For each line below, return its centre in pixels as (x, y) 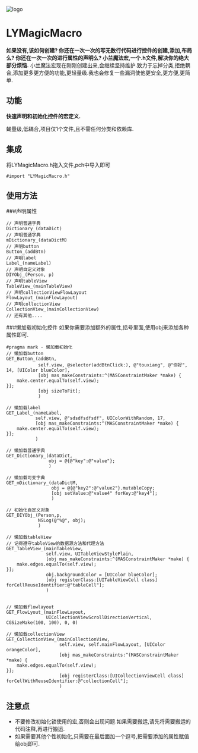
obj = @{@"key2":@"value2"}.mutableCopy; (103, 488)
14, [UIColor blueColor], (38, 371)
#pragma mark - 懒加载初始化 (39, 347)
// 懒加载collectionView (36, 634)
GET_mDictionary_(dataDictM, (42, 483)
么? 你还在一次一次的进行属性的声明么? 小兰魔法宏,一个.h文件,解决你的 (92, 58)
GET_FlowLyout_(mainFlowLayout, (46, 613)
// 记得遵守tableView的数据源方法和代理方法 (55, 544)
